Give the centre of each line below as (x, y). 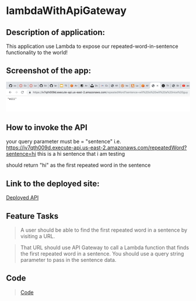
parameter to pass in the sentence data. (68, 260)
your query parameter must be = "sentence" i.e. (64, 142)
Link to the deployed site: (53, 183)
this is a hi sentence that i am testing (81, 154)
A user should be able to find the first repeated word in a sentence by (104, 230)
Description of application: (56, 32)
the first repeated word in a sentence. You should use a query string (102, 253)
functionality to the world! (37, 52)
